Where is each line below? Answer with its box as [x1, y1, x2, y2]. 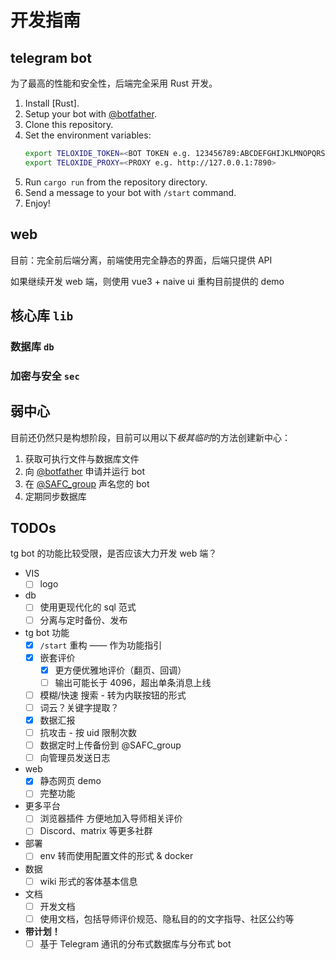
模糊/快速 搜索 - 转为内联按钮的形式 [39, 689, 187, 701]
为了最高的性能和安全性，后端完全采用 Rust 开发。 [10, 77, 218, 89]
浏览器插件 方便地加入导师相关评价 [39, 812, 183, 825]
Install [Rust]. [24, 97, 80, 109]
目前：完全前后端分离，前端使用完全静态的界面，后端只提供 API [10, 254, 273, 266]
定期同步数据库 [24, 490, 87, 502]
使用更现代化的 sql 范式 [39, 601, 137, 613]
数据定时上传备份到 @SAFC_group [39, 739, 182, 751]
